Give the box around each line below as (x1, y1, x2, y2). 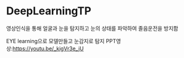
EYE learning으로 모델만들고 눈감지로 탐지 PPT (6, 37, 116, 44)
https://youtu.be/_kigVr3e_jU (12, 45, 84, 52)
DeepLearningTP (6, 4, 91, 18)
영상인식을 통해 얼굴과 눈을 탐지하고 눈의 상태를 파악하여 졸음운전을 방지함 (6, 25, 179, 32)
